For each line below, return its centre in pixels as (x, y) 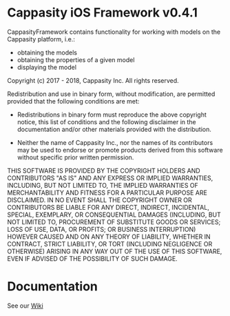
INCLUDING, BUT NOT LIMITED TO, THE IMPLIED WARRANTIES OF (103, 185)
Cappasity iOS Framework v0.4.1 (102, 13)
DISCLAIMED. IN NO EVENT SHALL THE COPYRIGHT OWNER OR (100, 200)
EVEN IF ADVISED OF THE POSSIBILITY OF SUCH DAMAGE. (92, 258)
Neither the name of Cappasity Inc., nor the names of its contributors (115, 142)
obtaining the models (47, 52)
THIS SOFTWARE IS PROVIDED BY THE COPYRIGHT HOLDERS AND (104, 170)
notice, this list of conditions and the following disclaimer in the (106, 121)
